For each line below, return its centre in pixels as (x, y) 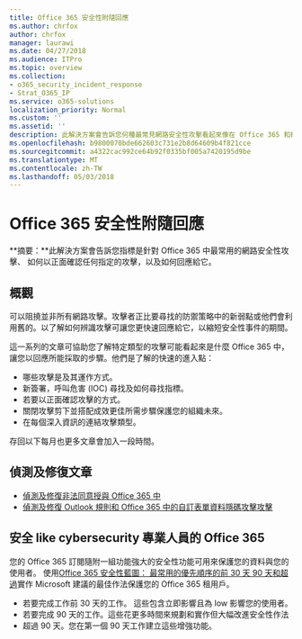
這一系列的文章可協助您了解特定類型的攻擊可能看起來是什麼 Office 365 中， (149, 346)
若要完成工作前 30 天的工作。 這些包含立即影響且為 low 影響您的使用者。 (157, 603)
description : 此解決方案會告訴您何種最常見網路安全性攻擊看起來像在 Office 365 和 (150, 135)
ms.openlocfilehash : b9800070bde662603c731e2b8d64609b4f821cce (130, 143)
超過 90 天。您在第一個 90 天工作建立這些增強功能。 (120, 625)
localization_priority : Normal (68, 110)
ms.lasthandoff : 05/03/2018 (62, 176)
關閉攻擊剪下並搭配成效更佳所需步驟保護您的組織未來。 (124, 411)
